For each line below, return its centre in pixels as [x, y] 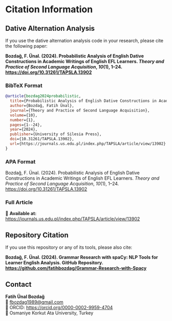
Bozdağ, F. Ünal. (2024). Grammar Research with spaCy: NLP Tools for [82, 258]
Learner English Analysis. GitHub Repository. [54, 263]
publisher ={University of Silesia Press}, [56, 134]
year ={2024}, [24, 130]
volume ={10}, [24, 115]
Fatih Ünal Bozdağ [25, 297]
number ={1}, [23, 120]
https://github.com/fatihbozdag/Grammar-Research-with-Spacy [76, 268]
